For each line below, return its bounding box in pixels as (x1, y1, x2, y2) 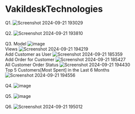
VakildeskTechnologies (5, 3, 103, 15)
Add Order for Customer (5, 56, 55, 62)
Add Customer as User (5, 51, 52, 57)
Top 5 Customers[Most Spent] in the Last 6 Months (5, 67, 110, 73)
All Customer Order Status (5, 62, 59, 68)
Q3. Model (5, 40, 27, 46)
